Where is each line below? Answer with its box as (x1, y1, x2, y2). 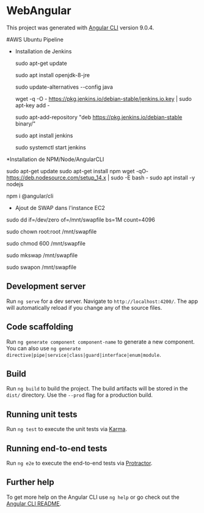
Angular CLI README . (6, 500, 62, 507)
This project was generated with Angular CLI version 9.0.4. (6, 24, 155, 31)
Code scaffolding (6, 322, 73, 332)
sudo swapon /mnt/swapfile (6, 263, 77, 271)
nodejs (6, 180, 24, 187)
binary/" (15, 120, 36, 127)
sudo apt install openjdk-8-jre (15, 71, 90, 78)
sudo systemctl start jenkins (15, 143, 87, 151)
